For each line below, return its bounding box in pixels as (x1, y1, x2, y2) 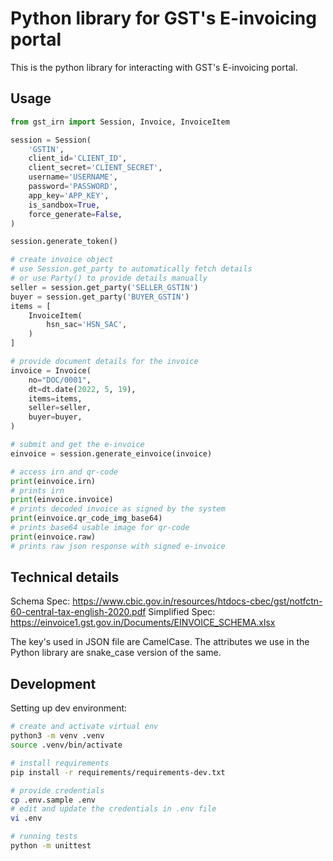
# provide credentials (10, 785, 105, 796)
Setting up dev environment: (10, 702, 128, 714)
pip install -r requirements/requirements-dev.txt (10, 767, 226, 777)
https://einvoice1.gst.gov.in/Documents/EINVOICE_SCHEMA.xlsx (10, 617, 276, 629)
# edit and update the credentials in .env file (10, 804, 217, 814)
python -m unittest (10, 841, 92, 851)
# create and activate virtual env (10, 722, 159, 732)
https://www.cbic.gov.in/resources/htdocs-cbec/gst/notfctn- (72, 595, 323, 607)
